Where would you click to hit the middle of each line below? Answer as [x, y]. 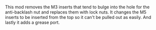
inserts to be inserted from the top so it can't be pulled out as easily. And [78, 17]
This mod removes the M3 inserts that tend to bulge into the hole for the [77, 7]
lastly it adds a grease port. [32, 22]
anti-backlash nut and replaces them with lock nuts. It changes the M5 [76, 12]
